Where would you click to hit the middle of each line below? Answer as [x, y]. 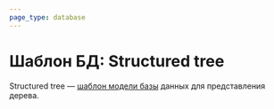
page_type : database [48, 17]
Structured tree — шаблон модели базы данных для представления [137, 86]
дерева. [25, 95]
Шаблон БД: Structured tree [117, 61]
